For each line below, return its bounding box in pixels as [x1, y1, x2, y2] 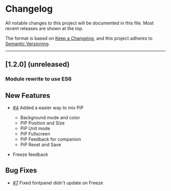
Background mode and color [20, 115, 80, 121]
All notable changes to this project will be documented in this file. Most [5, 20, 154, 26]
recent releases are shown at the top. [5, 25, 84, 31]
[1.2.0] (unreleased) [5, 60, 70, 69]
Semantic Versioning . [5, 40, 50, 46]
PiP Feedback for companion [20, 136, 81, 143]
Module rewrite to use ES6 [5, 75, 72, 83]
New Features [5, 91, 50, 100]
